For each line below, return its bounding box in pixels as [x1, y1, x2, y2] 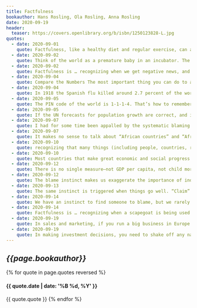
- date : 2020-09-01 [11, 42, 59, 47]
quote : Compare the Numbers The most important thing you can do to [16, 80, 188, 85]
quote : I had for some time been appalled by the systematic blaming [16, 123, 191, 129]
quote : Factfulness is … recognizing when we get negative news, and [16, 69, 191, 74]
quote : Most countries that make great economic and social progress [16, 156, 191, 162]
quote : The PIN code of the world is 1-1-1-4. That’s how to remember [16, 101, 193, 107]
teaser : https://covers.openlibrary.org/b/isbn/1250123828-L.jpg [11, 30, 175, 36]
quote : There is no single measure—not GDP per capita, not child [16, 166, 182, 173]
